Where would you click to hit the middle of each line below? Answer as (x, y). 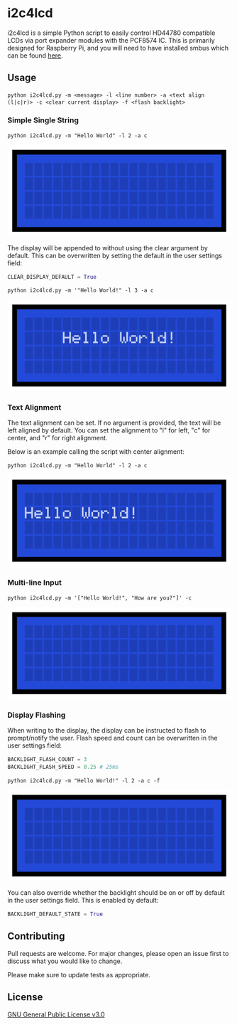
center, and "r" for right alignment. (57, 438)
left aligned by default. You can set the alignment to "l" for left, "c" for (109, 430)
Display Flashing (37, 715)
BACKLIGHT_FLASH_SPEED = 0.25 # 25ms (63, 767)
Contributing (36, 936)
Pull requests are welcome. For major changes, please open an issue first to (118, 953)
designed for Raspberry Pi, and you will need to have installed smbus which (118, 48)
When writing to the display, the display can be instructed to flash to (107, 730)
